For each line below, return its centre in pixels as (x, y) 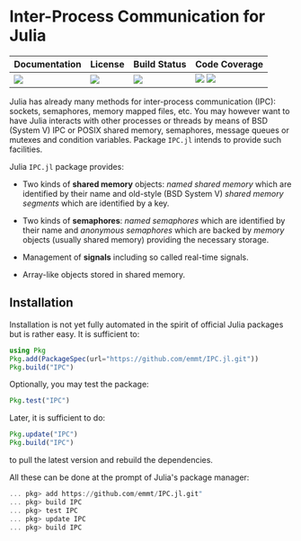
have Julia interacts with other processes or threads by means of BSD (138, 120)
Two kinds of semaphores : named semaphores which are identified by (154, 220)
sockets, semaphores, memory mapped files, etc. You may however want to (150, 111)
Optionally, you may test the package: (80, 385)
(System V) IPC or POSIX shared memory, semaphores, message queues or (149, 130)
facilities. (26, 149)
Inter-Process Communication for (137, 17)
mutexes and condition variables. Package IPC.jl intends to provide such (146, 139)
